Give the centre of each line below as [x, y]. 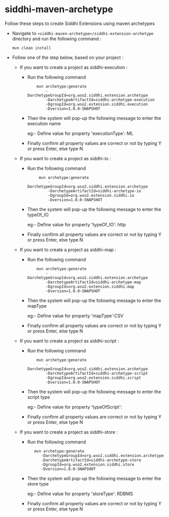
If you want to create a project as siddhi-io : [65, 158]
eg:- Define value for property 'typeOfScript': [75, 407]
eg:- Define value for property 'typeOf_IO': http [77, 224]
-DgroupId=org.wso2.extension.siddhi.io [91, 195]
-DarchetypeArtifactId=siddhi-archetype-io [94, 191]
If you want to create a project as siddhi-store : [69, 432]
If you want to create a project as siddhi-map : [68, 250]
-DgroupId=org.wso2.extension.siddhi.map [90, 286]
